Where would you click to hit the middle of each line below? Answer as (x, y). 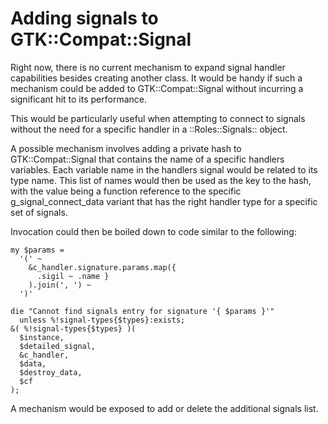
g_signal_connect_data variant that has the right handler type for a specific (164, 201)
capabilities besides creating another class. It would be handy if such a (156, 78)
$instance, (42, 337)
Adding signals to (84, 18)
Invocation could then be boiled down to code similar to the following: (153, 231)
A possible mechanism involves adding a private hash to (126, 148)
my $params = (37, 250)
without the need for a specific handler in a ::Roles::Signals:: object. (149, 129)
